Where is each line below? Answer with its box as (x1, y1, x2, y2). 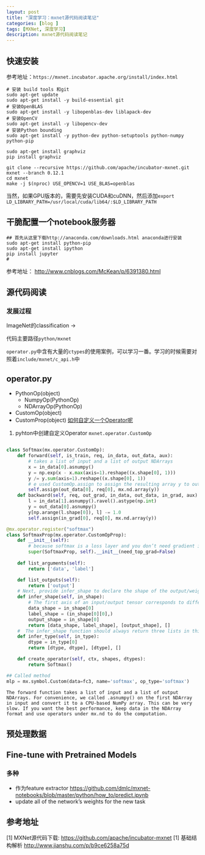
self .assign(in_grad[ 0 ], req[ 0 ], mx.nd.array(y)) (28, 515, 157, 521)
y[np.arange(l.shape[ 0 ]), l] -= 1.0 (28, 509, 121, 516)
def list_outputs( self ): (17, 577, 81, 583)
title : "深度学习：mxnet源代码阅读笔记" (6, 15, 99, 21)
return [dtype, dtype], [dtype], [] (28, 645, 121, 651)
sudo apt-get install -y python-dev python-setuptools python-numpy (6, 132, 184, 139)
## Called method (6, 673, 51, 679)
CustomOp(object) (15, 409, 62, 417)
